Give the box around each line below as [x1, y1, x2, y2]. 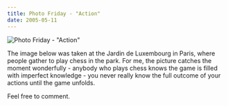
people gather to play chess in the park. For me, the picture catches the [7, 56, 212, 64]
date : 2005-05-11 [7, 17, 58, 24]
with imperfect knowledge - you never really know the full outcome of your [7, 71, 221, 80]
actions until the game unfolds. [7, 78, 96, 87]
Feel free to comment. [7, 91, 71, 100]
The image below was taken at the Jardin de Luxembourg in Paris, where [7, 49, 216, 58]
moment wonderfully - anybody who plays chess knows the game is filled [7, 64, 218, 72]
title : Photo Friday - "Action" [7, 10, 100, 17]
